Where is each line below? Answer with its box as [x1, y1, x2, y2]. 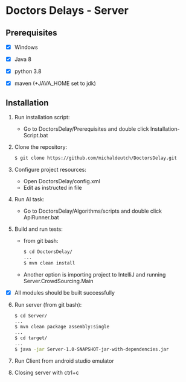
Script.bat [23, 132, 48, 139]
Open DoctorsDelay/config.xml [23, 177, 100, 184]
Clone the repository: [14, 143, 68, 151]
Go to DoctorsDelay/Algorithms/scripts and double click [23, 207, 162, 214]
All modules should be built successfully [14, 289, 115, 296]
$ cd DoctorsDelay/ [23, 248, 73, 255]
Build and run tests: [14, 225, 63, 233]
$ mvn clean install [23, 260, 75, 266]
